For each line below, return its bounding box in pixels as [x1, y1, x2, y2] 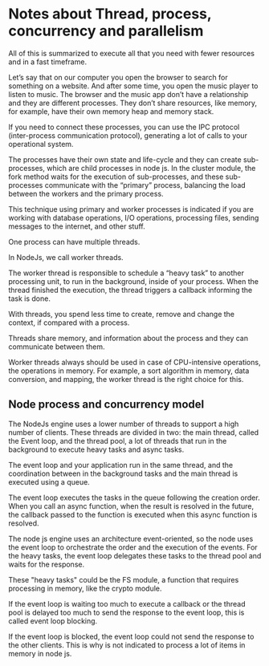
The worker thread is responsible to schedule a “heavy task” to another [8, 268, 245, 278]
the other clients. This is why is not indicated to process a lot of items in [8, 640, 246, 650]
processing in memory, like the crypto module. [8, 583, 162, 593]
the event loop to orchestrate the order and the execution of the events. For [8, 542, 259, 552]
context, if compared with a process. [8, 318, 130, 327]
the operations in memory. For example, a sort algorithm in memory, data [8, 366, 250, 376]
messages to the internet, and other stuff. [8, 221, 146, 231]
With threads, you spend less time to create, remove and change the [8, 309, 235, 319]
